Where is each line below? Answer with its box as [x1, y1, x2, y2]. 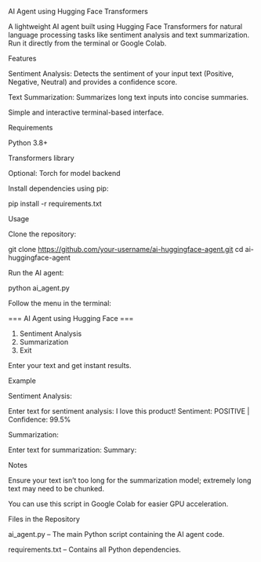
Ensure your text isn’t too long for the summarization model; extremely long [8, 476, 252, 485]
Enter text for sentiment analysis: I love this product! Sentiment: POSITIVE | [8, 407, 250, 415]
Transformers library [8, 153, 74, 162]
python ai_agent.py [8, 283, 71, 293]
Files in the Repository [8, 514, 81, 524]
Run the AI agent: [8, 268, 64, 277]
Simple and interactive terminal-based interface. [8, 108, 165, 117]
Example [8, 376, 37, 385]
